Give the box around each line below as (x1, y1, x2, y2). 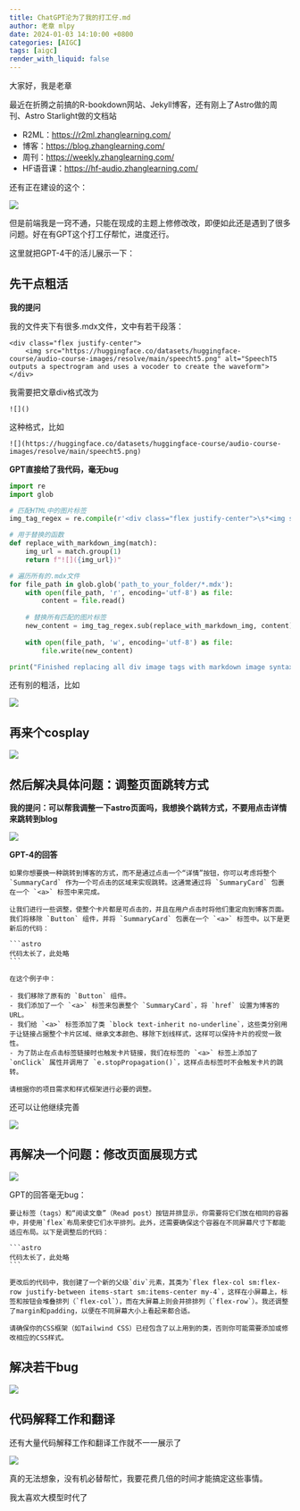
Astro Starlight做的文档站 (24, 111, 118, 121)
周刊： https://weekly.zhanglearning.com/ (21, 152, 175, 162)
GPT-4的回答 (9, 850, 58, 860)
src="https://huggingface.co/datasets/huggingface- (45, 346, 242, 356)
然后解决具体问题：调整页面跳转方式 (9, 776, 209, 792)
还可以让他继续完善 (9, 1102, 80, 1112)
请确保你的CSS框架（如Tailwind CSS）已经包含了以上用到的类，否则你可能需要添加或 (9, 1323, 282, 1332)
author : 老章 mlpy (9, 21, 75, 30)
